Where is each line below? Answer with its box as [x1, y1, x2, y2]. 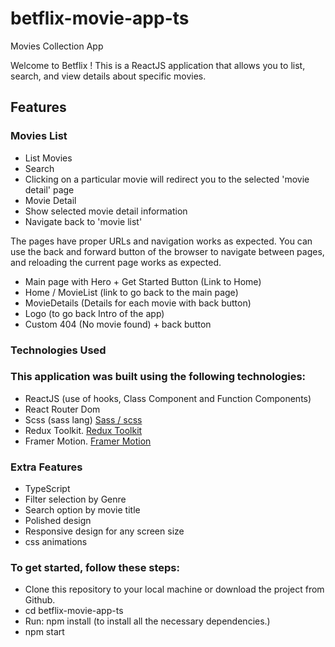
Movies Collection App [10, 40, 104, 52]
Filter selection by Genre [24, 493, 127, 506]
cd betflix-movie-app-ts [24, 605, 124, 617]
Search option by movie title [24, 504, 141, 516]
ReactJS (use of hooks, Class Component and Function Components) [24, 392, 312, 404]
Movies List [10, 129, 68, 143]
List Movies [24, 152, 73, 164]
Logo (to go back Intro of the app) [24, 307, 165, 319]
